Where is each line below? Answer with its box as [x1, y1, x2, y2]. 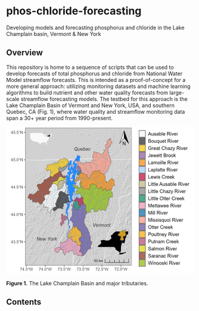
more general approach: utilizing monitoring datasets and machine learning [6, 83, 191, 90]
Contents [6, 297, 42, 307]
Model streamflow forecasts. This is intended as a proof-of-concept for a [6, 76, 186, 83]
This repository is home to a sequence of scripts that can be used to [6, 63, 174, 71]
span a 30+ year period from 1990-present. [6, 114, 113, 121]
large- [169, 89, 185, 96]
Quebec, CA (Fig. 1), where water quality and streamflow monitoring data [6, 108, 185, 115]
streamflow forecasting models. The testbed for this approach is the [20, 95, 188, 102]
